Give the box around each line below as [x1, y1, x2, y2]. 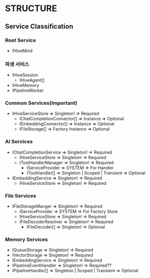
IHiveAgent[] [19, 77, 45, 83]
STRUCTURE [5, 3, 57, 14]
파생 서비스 [5, 61, 30, 67]
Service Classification [5, 22, 74, 31]
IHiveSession [12, 72, 39, 78]
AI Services [5, 138, 33, 145]
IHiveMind [12, 48, 33, 53]
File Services [5, 192, 36, 199]
